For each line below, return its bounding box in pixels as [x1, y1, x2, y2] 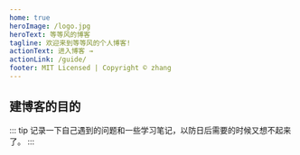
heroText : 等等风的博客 [9, 30, 90, 39]
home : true [9, 13, 51, 23]
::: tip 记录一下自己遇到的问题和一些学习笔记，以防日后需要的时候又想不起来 [9, 124, 292, 135]
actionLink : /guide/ [9, 55, 88, 64]
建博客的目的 [9, 99, 81, 114]
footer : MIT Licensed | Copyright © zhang [9, 64, 172, 73]
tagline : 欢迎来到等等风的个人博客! [9, 38, 131, 48]
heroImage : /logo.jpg [9, 22, 91, 31]
